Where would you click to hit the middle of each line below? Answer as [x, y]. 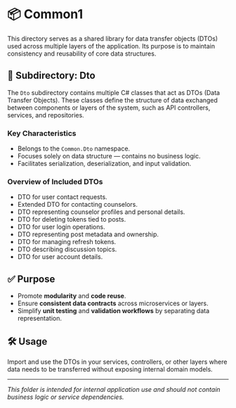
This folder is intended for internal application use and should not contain [114, 389]
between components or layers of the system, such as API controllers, [109, 108]
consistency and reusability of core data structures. [82, 53]
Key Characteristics [42, 133]
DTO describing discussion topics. [67, 249]
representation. [39, 319]
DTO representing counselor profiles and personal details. [101, 212]
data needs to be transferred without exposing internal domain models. [110, 369]
